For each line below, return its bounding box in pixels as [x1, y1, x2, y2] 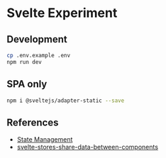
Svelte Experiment [6, 5, 118, 21]
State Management [16, 135, 73, 144]
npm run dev [6, 58, 42, 65]
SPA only [6, 78, 48, 90]
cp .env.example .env [6, 52, 71, 59]
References [6, 116, 59, 128]
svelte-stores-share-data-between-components [16, 143, 159, 152]
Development [6, 33, 68, 45]
